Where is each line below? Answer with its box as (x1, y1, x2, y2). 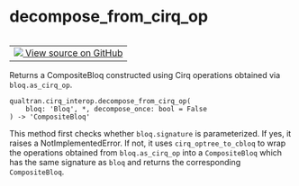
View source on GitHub (25, 47, 123, 59)
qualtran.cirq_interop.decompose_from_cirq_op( (9, 96, 192, 105)
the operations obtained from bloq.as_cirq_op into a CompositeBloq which (9, 146, 282, 158)
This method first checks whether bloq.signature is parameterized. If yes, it (9, 128, 292, 138)
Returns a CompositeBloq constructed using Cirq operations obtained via (9, 69, 281, 80)
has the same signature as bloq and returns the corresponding (9, 156, 241, 167)
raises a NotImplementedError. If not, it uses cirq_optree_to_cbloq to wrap (9, 137, 286, 148)
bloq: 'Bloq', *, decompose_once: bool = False (25, 104, 207, 113)
